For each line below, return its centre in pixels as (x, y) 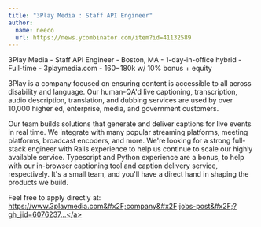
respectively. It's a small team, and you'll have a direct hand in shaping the (129, 174)
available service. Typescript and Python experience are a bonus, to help (127, 158)
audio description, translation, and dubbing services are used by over (121, 100)
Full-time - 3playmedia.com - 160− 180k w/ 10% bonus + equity (110, 69)
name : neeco (35, 30)
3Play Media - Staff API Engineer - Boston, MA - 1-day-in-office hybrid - (125, 60)
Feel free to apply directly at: (55, 198)
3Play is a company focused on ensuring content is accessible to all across (130, 84)
